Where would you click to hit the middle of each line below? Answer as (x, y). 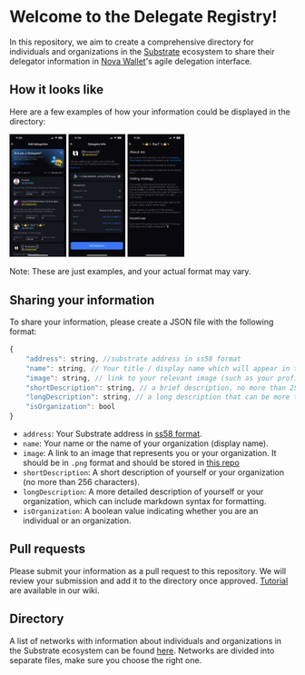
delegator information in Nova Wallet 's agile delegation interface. (131, 61)
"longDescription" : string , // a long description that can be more (158, 397)
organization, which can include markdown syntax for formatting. (144, 501)
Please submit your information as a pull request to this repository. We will (148, 571)
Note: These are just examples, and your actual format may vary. (130, 272)
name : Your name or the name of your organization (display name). (146, 443)
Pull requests (48, 549)
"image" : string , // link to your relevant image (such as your (150, 378)
